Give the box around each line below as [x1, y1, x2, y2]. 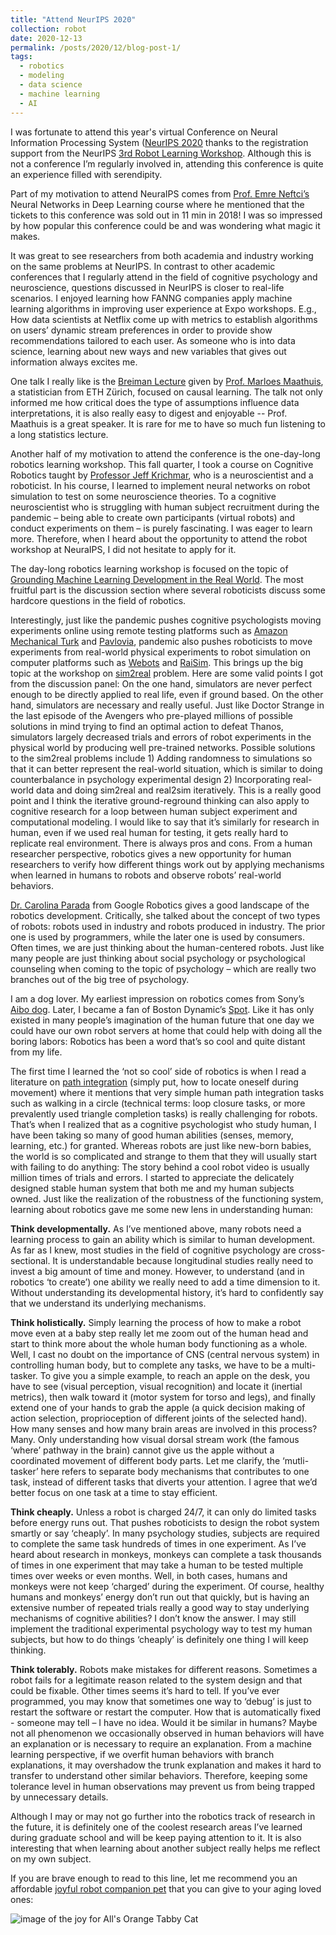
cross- [298, 1244, 326, 1256]
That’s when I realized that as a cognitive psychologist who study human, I [10, 1118, 317, 1130]
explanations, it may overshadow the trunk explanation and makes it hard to [10, 1759, 322, 1771]
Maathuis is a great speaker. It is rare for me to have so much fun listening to [10, 417, 326, 430]
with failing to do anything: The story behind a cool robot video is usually [10, 1161, 310, 1173]
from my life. [10, 1046, 63, 1058]
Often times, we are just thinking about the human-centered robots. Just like [10, 941, 325, 953]
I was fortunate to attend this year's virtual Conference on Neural [10, 126, 278, 138]
